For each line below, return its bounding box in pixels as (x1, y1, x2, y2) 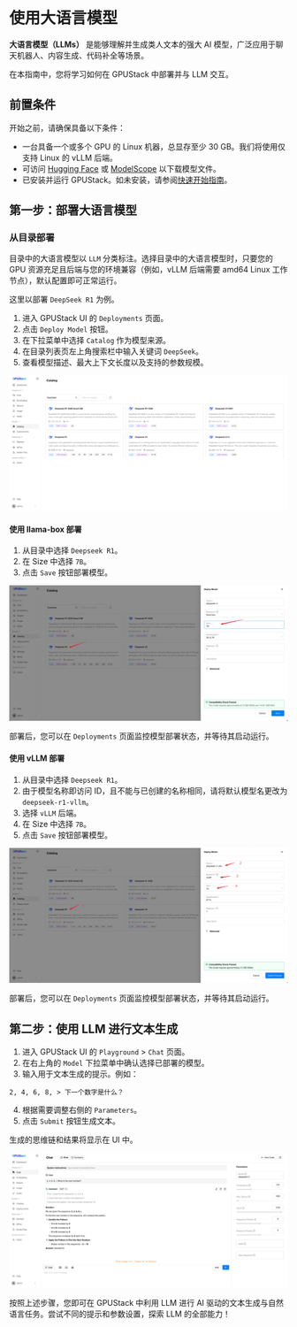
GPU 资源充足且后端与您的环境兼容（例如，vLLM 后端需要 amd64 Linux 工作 (9, 265, 288, 275)
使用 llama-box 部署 (9, 524, 82, 534)
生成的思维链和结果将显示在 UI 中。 (9, 1134, 139, 1145)
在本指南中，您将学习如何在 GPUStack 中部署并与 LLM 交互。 (9, 68, 234, 80)
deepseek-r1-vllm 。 (21, 796, 95, 807)
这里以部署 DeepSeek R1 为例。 (9, 294, 119, 305)
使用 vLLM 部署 (9, 753, 65, 763)
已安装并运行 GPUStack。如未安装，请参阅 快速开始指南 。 (21, 174, 232, 185)
